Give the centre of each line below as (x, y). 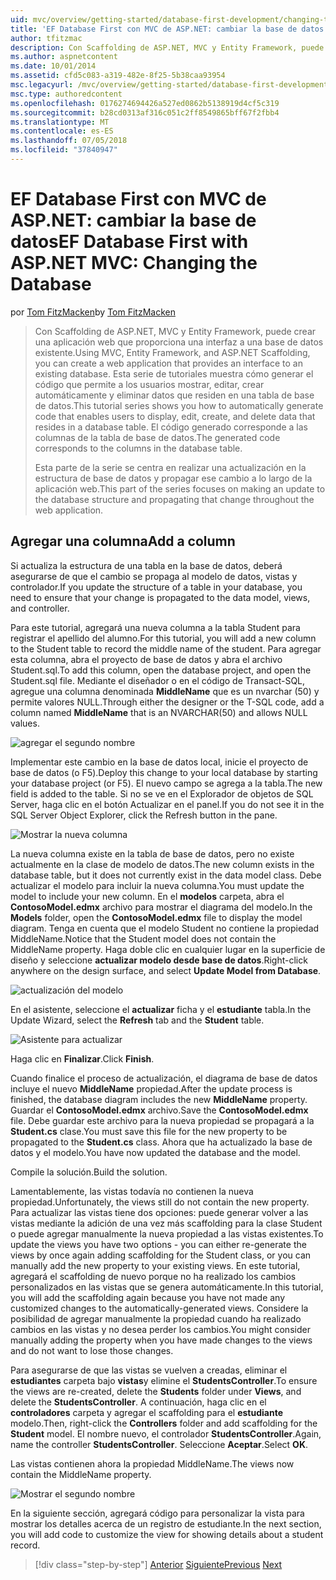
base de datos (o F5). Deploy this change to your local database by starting (164, 772)
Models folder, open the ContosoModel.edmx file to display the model (156, 917)
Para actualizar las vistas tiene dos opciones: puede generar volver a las (159, 1212)
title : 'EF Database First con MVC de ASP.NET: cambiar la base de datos (167, 29)
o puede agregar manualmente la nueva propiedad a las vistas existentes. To (167, 1233)
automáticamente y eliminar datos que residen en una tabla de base (174, 395)
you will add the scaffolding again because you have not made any (148, 1297)
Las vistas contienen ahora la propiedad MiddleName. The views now (152, 1463)
